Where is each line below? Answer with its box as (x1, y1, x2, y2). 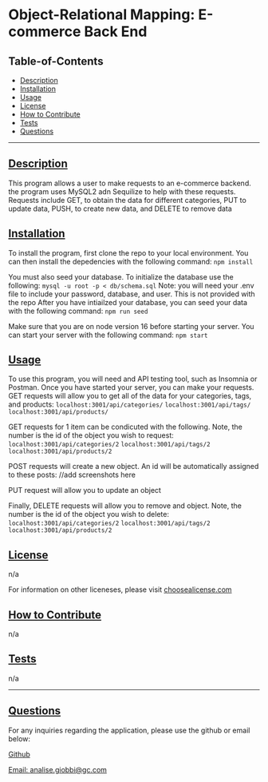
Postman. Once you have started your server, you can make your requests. (8, 383, 254, 392)
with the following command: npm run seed (8, 306, 148, 316)
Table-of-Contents (8, 54, 104, 68)
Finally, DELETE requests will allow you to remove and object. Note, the (8, 501, 242, 510)
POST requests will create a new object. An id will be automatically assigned (8, 462, 259, 471)
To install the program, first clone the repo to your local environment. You (8, 248, 249, 257)
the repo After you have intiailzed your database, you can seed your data (8, 297, 248, 307)
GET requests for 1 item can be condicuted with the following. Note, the (8, 422, 243, 432)
